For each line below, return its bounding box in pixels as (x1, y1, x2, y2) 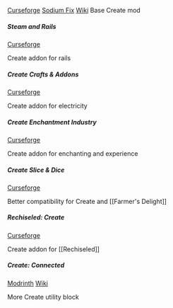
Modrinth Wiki (7, 279, 48, 287)
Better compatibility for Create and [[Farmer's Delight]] (7, 197, 167, 205)
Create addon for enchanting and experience (7, 149, 138, 158)
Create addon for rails (7, 53, 71, 62)
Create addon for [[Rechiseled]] (7, 244, 100, 253)
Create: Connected (7, 261, 65, 270)
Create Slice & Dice (7, 166, 65, 174)
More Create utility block (7, 292, 79, 301)
